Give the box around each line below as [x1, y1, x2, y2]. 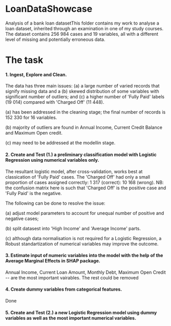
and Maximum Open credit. [5, 130, 63, 136]
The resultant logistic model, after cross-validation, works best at [5, 168, 143, 175]
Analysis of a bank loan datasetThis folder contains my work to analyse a [5, 20, 160, 26]
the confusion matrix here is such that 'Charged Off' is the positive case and [5, 185, 166, 191]
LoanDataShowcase [5, 3, 93, 15]
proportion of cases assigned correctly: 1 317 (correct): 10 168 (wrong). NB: [5, 179, 164, 185]
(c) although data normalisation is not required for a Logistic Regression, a [5, 235, 162, 241]
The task [5, 54, 44, 66]
